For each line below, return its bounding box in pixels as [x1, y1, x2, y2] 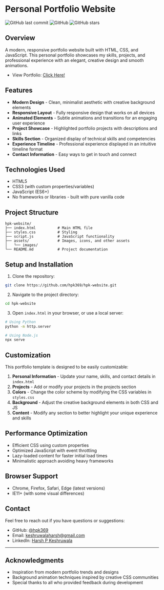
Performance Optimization [5, 429, 88, 438]
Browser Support [5, 472, 59, 481]
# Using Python [5, 320, 36, 324]
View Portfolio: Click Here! [12, 72, 65, 78]
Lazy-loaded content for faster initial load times [12, 452, 107, 459]
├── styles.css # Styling [5, 230, 78, 235]
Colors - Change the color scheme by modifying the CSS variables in [12, 389, 152, 395]
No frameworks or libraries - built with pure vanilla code [12, 194, 125, 200]
